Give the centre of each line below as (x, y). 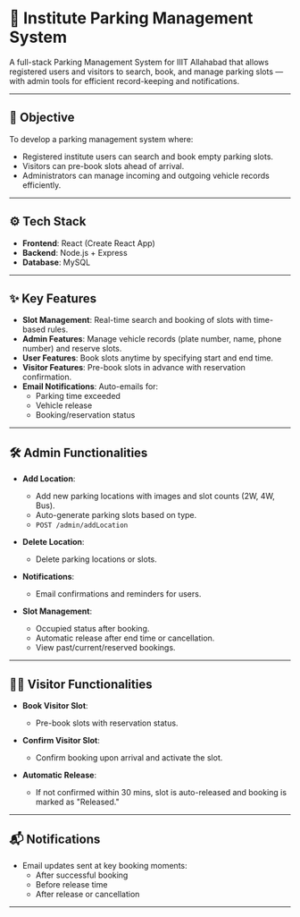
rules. (58, 329)
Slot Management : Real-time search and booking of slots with (137, 320)
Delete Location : (53, 542)
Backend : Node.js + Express (75, 252)
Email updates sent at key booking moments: (104, 865)
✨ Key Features (53, 298)
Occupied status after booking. (92, 629)
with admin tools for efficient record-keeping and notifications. (124, 81)
